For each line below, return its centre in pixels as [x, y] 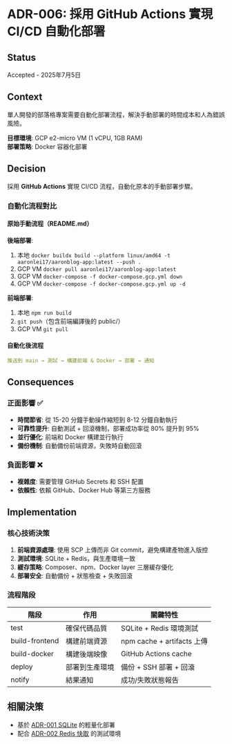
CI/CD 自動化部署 [56, 31]
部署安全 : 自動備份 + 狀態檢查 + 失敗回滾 [75, 575]
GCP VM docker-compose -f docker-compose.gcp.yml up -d [101, 283]
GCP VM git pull [42, 328]
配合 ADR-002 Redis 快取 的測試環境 [69, 733]
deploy [22, 667]
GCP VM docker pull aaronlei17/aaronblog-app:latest [97, 269]
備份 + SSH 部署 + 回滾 [158, 667]
